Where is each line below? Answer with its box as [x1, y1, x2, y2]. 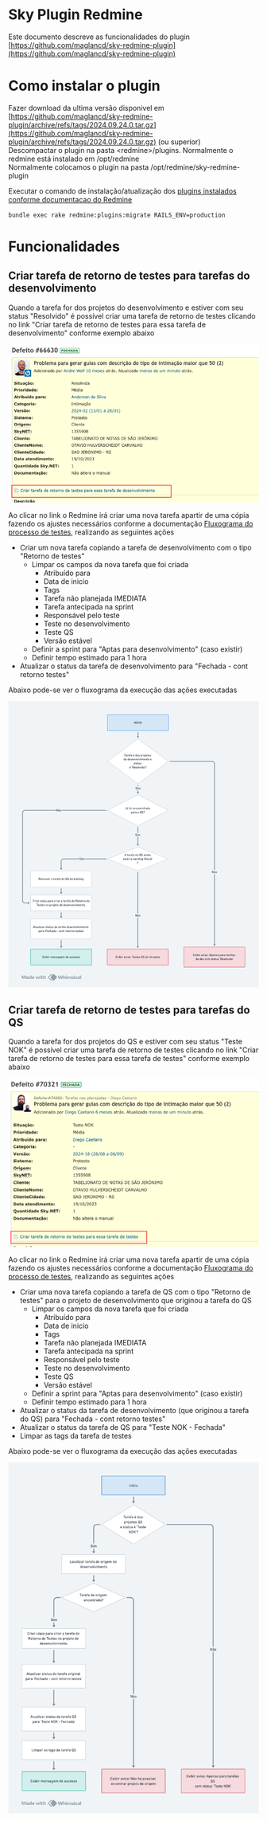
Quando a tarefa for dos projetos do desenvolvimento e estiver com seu [8, 303, 244, 312]
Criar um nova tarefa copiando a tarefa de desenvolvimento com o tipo [19, 542, 252, 552]
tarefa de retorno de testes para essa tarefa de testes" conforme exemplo [8, 1054, 250, 1063]
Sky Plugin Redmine [8, 6, 143, 24]
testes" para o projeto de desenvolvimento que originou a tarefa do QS [19, 1295, 252, 1305]
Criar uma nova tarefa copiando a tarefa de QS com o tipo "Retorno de [19, 1286, 251, 1296]
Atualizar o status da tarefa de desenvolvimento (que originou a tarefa [19, 1405, 250, 1415]
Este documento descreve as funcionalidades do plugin [8, 32, 191, 41]
